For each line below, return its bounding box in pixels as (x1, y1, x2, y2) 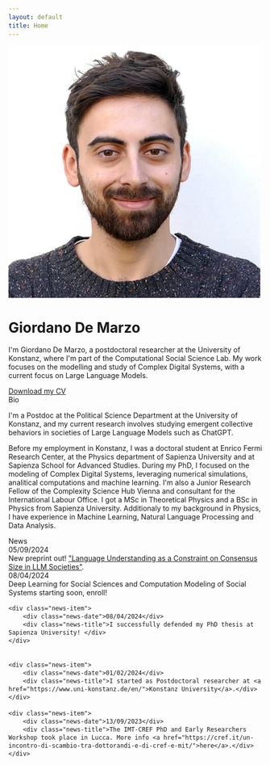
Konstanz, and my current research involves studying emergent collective (8, 419, 253, 429)
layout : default (8, 13, 63, 21)
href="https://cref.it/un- (163, 733, 254, 742)
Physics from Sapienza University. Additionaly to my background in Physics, (8, 503, 261, 513)
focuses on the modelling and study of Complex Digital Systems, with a (8, 362, 245, 372)
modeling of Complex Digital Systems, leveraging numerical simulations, (8, 469, 248, 479)
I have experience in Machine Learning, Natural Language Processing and (8, 512, 254, 522)
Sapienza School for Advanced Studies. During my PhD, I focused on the (8, 460, 250, 470)
